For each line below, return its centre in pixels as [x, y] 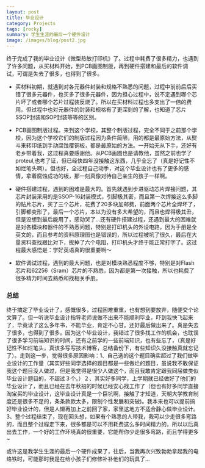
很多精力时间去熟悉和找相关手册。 [58, 278]
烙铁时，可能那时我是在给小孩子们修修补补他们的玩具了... [78, 459]
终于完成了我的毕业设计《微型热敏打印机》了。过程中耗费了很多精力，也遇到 [103, 58]
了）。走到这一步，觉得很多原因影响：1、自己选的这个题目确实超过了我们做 [100, 356]
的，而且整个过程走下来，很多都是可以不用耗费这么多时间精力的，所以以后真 [103, 424]
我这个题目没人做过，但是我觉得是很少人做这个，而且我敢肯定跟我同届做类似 [103, 371]
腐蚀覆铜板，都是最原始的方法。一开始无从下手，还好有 [127, 145]
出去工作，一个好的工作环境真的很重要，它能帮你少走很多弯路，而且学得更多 [103, 432]
